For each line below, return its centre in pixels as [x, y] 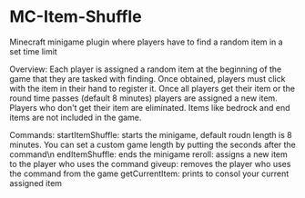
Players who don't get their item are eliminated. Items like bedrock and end [150, 107]
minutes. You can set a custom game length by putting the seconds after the [152, 144]
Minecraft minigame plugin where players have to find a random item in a [147, 42]
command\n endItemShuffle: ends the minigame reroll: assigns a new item [149, 154]
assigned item [36, 183]
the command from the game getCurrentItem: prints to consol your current [149, 173]
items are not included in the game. [76, 117]
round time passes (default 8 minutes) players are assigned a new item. [143, 98]
